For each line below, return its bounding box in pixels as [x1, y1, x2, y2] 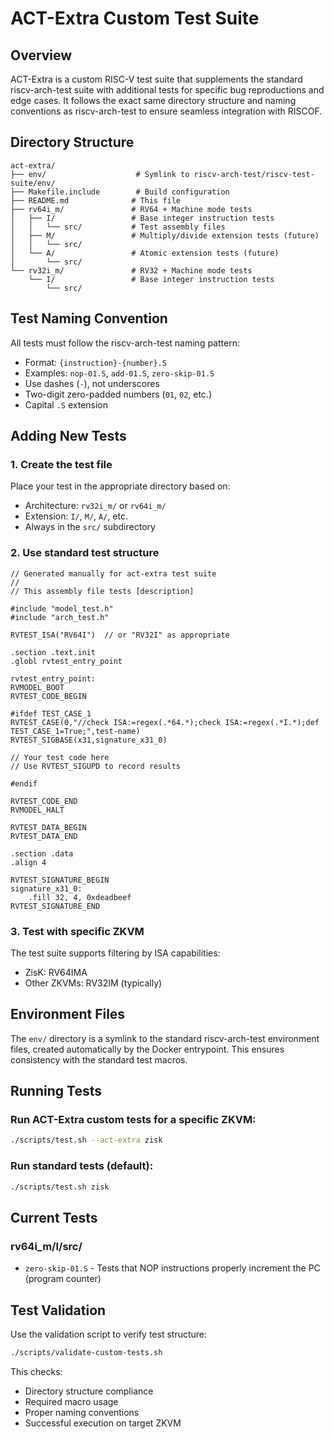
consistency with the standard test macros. [10, 1053, 188, 1066]
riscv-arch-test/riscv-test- [193, 169, 315, 179]
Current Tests [10, 1209, 98, 1226]
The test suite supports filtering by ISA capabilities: [10, 947, 221, 959]
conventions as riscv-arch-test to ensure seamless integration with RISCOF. [10, 105, 323, 117]
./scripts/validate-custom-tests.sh [10, 1347, 163, 1357]
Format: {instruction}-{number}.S [24, 356, 167, 368]
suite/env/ [10, 178, 56, 188]
